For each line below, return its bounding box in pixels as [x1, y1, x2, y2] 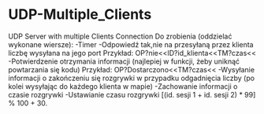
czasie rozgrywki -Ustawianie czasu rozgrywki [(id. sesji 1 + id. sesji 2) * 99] [8, 90, 256, 99]
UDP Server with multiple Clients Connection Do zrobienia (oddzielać [8, 31, 232, 41]
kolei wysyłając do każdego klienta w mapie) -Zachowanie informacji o [8, 81, 238, 91]
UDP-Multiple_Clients [8, 6, 152, 24]
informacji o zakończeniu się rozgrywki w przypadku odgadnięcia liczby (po [8, 73, 255, 83]
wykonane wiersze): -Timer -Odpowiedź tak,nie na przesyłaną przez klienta [8, 39, 254, 49]
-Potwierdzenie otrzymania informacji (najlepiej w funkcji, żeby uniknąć [8, 57, 240, 66]
